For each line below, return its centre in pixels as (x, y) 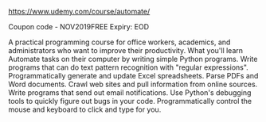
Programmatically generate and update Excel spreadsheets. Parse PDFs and (133, 76)
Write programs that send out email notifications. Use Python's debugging (130, 93)
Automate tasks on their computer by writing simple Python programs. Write (133, 59)
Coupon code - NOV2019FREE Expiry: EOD (79, 27)
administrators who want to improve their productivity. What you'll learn (126, 50)
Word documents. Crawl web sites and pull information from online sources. (133, 84)
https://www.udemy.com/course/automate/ (79, 11)
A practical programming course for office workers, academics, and (119, 42)
